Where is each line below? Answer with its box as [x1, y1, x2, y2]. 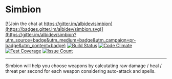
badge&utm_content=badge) [5, 42, 66, 48]
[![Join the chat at [5, 21, 43, 27]
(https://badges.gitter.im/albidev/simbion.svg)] [5, 26, 103, 32]
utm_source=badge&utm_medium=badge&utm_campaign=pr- [5, 37, 136, 43]
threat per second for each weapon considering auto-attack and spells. [5, 68, 156, 74]
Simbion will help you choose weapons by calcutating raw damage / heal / [5, 63, 162, 69]
